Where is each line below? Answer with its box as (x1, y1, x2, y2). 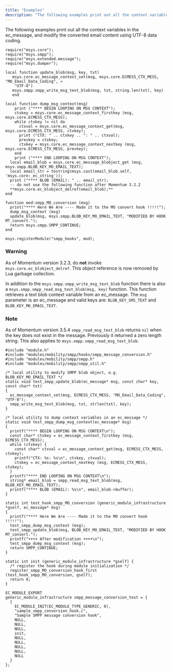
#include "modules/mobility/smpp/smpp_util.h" (5, 361, 106, 366)
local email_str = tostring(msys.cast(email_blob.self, (10, 169, 132, 174)
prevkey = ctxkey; (18, 137, 58, 142)
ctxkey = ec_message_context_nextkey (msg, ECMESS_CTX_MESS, (14, 460, 147, 465)
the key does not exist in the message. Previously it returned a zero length (5, 332, 162, 339)
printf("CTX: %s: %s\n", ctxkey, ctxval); (14, 456, 106, 461)
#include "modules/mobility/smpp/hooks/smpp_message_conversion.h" (5, 352, 153, 358)
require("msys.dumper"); (5, 61, 58, 66)
